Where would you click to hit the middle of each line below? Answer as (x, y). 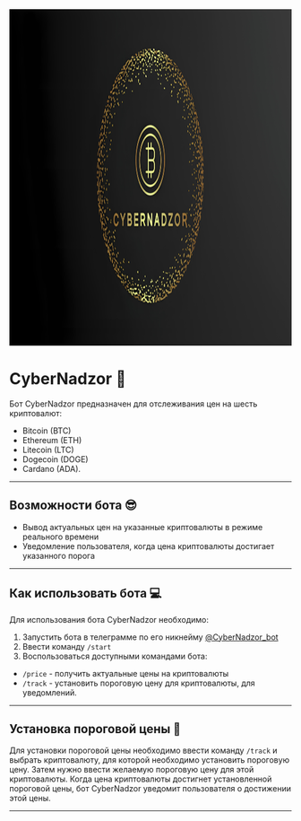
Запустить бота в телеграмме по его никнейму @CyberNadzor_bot (150, 637)
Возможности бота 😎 (73, 506)
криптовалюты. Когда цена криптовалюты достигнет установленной (141, 779)
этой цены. (30, 799)
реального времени (60, 537)
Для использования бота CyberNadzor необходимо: (109, 619)
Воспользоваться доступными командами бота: (115, 656)
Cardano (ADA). (52, 468)
